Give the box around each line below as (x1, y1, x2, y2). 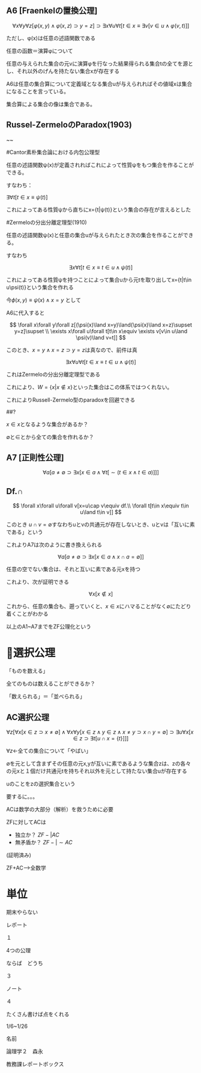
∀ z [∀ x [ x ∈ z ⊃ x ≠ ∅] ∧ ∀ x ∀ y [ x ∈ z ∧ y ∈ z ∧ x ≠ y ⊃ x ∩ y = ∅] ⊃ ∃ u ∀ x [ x (6, 728, 194, 736)
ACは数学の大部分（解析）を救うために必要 (6, 806, 114, 812)
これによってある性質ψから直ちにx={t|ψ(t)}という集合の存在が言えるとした (6, 206, 191, 213)
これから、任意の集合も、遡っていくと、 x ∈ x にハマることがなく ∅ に (6, 603, 176, 610)
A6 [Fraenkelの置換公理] (6, 5, 98, 16)
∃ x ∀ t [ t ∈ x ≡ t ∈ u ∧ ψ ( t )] (68, 264, 133, 271)
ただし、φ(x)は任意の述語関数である (6, 34, 96, 41)
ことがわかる (16, 610, 49, 617)
